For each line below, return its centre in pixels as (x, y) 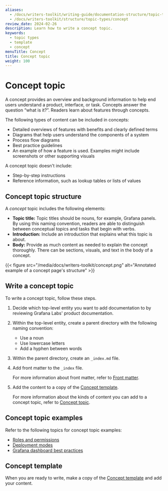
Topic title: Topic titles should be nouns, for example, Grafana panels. (84, 218)
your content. (19, 483)
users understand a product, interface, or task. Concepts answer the (76, 105)
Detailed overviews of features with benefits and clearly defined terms (85, 129)
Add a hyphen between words (51, 348)
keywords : (15, 33)
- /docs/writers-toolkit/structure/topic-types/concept (69, 19)
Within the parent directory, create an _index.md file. (66, 358)
